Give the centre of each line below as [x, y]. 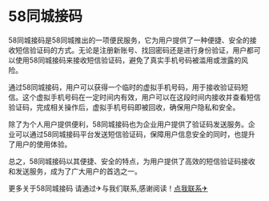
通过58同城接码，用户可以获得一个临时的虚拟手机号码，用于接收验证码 [125, 87]
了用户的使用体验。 [40, 144]
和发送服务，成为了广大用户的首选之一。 [75, 171]
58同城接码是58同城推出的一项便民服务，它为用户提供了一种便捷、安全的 [129, 40]
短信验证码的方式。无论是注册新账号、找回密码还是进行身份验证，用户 [130, 50]
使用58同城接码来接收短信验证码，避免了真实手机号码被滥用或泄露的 [128, 60]
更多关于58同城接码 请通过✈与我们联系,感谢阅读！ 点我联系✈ [108, 188]
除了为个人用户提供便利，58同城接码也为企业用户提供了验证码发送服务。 [128, 124]
